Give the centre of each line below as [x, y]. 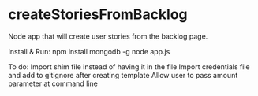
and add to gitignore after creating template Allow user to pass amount [123, 75]
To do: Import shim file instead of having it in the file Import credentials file [129, 66]
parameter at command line [53, 83]
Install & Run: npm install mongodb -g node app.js [89, 51]
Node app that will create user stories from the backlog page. [108, 36]
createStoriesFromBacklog [98, 15]
